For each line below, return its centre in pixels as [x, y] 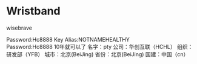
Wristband [33, 11]
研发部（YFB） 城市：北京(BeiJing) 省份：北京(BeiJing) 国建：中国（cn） [98, 54]
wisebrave [19, 28]
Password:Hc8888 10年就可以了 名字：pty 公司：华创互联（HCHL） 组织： [100, 46]
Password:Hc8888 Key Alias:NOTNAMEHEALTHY [68, 39]
